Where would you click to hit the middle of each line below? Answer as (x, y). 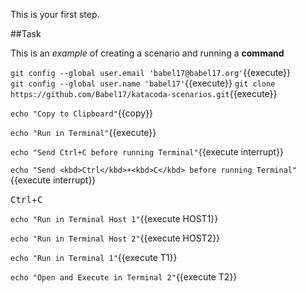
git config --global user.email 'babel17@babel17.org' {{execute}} (151, 72)
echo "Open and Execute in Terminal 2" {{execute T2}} (124, 277)
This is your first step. (55, 14)
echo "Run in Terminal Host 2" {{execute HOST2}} (115, 238)
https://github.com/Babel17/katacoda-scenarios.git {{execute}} (144, 93)
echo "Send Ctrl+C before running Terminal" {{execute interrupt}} (147, 152)
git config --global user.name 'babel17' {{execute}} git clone (143, 83)
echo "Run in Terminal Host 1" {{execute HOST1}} (114, 218)
